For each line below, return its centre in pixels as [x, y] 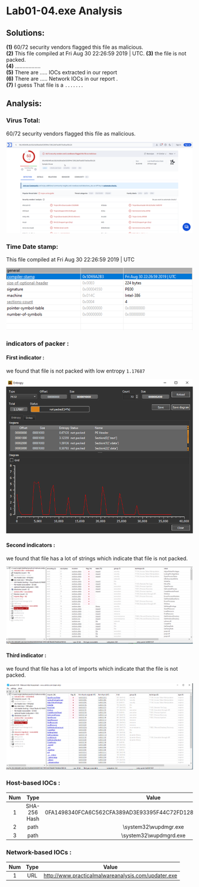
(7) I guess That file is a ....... [45, 85]
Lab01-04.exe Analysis [64, 11]
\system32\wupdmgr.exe [153, 827]
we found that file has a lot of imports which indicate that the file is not [92, 668]
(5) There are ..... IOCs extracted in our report [62, 72]
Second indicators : [31, 545]
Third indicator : [26, 655]
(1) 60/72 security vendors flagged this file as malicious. [75, 47]
